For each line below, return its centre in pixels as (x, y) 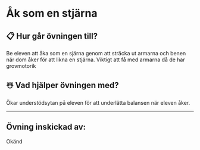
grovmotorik (21, 66)
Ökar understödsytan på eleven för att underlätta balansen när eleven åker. (98, 102)
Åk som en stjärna (52, 13)
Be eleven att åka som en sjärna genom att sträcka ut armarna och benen (96, 53)
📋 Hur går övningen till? (52, 36)
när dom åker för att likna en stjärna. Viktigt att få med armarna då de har (96, 60)
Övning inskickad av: (46, 127)
